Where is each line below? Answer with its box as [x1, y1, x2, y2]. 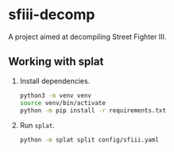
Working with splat [8, 55, 104, 68]
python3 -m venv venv [19, 92, 92, 99]
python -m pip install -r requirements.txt [19, 106, 167, 115]
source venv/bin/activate [19, 99, 106, 107]
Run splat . [19, 121, 56, 131]
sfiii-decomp [8, 6, 95, 24]
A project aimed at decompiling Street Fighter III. [8, 32, 167, 41]
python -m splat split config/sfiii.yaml [19, 136, 160, 144]
